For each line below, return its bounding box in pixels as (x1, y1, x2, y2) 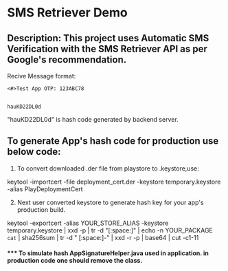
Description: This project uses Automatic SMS (7, 32, 209, 44)
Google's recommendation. (7, 54, 127, 65)
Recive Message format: (7, 72, 76, 80)
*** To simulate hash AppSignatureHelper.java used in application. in (7, 249, 209, 257)
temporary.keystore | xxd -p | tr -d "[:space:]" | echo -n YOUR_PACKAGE (7, 226, 213, 235)
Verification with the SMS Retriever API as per (7, 43, 208, 54)
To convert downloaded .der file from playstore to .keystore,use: (16, 164, 199, 173)
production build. (16, 205, 66, 214)
